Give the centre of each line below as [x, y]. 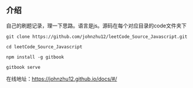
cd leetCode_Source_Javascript [44, 47]
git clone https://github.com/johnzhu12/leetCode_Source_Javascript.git [97, 37]
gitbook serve [23, 67]
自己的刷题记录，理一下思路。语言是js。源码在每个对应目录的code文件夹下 [96, 26]
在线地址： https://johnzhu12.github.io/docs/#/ [62, 79]
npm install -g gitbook [35, 57]
